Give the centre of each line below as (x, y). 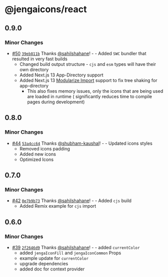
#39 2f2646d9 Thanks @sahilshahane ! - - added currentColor (76, 247)
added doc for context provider (52, 269)
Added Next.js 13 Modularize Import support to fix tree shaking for (88, 80)
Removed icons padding (45, 148)
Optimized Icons (37, 159)
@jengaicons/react (46, 9)
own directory (34, 69)
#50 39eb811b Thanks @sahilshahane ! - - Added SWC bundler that (79, 53)
